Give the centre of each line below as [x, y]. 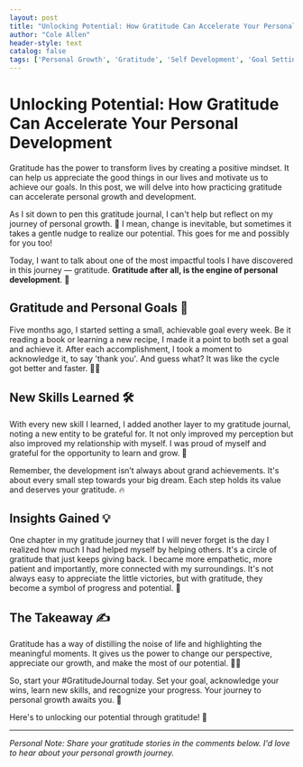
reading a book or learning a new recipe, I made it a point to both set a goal [149, 339]
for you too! [31, 243]
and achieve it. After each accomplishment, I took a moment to [126, 349]
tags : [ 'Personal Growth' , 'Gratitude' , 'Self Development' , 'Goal [139, 60]
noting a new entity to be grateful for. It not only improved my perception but [151, 434]
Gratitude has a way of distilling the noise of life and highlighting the [136, 644]
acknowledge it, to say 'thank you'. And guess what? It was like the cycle [144, 359]
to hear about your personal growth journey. [92, 753]
